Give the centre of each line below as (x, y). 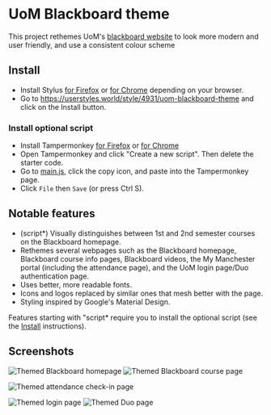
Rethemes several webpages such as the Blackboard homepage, (128, 250)
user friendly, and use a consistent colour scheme (92, 44)
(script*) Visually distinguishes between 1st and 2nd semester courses (138, 233)
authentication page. (55, 276)
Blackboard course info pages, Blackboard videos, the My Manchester (138, 258)
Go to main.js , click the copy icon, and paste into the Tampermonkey (134, 171)
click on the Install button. (63, 107)
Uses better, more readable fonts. (76, 284)
